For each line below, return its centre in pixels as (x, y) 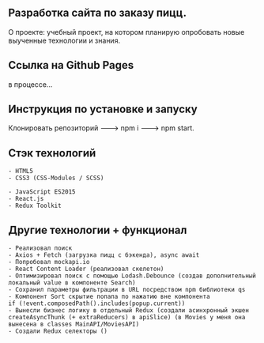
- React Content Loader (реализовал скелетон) (86, 269)
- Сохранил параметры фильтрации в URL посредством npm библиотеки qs (127, 290)
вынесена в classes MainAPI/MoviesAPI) (74, 324)
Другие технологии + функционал (98, 230)
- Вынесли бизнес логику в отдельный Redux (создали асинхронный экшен (128, 311)
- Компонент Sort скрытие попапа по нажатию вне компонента (109, 297)
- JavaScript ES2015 (42, 192)
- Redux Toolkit (35, 206)
